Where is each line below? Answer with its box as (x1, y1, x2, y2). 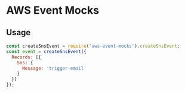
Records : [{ (11, 54, 42, 60)
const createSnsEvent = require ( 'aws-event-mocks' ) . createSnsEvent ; (6, 43, 180, 49)
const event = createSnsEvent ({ (6, 48, 87, 54)
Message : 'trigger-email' (21, 65, 87, 72)
